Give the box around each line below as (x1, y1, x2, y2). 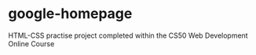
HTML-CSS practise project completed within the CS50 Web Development (8, 31, 249, 40)
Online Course (8, 38, 55, 48)
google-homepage (8, 5, 133, 23)
